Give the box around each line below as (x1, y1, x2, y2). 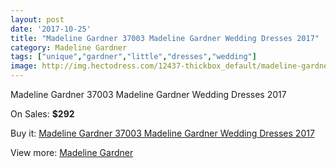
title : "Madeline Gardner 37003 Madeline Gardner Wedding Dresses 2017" (10, 33, 320, 43)
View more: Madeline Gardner (10, 147, 134, 158)
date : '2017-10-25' (10, 24, 92, 34)
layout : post (10, 14, 65, 25)
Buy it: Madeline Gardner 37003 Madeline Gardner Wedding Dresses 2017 (10, 127, 315, 139)
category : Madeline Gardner (10, 42, 128, 53)
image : (10, 61, 38, 71)
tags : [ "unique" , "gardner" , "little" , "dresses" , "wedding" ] (10, 52, 257, 62)
